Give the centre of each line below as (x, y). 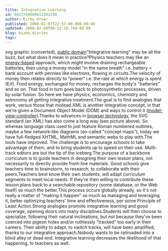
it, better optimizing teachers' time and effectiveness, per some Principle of (83, 200)
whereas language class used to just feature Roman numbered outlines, (79, 126)
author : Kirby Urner (27, 19)
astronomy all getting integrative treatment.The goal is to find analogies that (83, 99)
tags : (11, 38)
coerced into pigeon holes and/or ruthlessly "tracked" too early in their (78, 222)
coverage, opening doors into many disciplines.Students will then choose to (83, 211)
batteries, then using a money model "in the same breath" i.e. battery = (78, 67)
